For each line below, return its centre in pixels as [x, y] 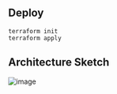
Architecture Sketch [59, 62]
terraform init [33, 31]
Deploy [26, 13]
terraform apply [35, 38]
